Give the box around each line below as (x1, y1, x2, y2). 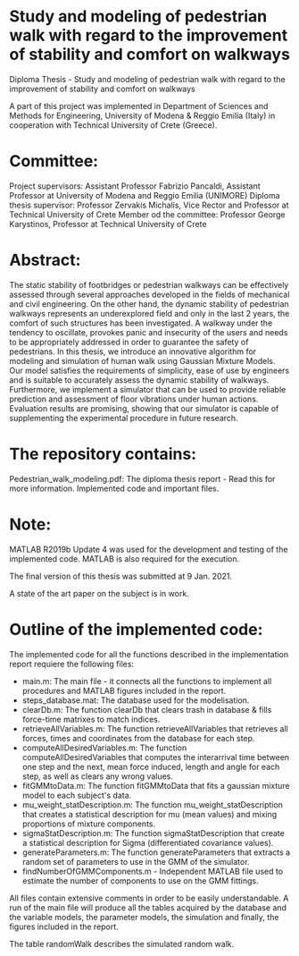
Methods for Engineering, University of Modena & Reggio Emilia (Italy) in (9, 110, 276, 121)
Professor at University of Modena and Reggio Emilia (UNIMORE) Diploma (9, 190, 280, 200)
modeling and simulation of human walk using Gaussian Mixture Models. (9, 355, 276, 366)
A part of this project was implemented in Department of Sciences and (9, 100, 269, 111)
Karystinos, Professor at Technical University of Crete (9, 218, 207, 229)
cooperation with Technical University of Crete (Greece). (9, 119, 218, 131)
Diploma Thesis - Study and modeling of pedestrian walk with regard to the (9, 73, 286, 84)
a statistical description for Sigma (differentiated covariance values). (21, 837, 274, 848)
